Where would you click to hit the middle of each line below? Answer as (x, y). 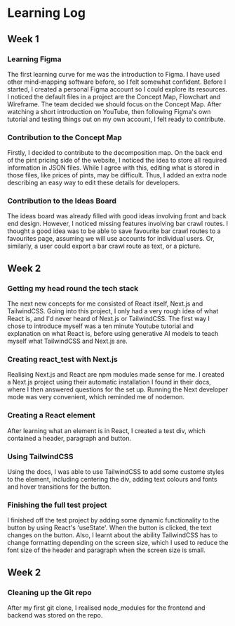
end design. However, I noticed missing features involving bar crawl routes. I (118, 224)
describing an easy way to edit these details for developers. (94, 183)
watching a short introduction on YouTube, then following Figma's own (109, 111)
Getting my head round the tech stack (73, 288)
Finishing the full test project (57, 505)
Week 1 (23, 39)
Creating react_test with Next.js (62, 359)
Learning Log (47, 13)
